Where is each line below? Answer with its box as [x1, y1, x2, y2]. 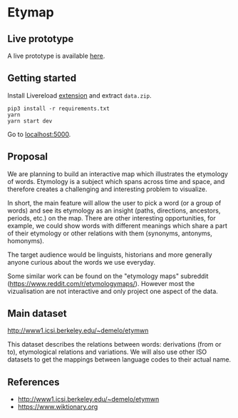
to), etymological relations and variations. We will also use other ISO [7, 347, 207, 357]
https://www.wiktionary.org [17, 402, 98, 411]
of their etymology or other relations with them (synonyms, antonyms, [7, 229, 212, 238]
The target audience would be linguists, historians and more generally [7, 250, 212, 259]
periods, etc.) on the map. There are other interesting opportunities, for [7, 213, 216, 222]
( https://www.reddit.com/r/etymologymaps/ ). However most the [7, 279, 195, 287]
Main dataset [7, 307, 67, 320]
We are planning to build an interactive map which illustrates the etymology [7, 169, 228, 178]
